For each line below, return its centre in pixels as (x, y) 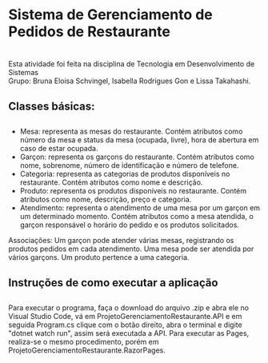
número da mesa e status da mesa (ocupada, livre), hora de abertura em (139, 140)
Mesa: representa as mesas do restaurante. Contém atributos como (131, 132)
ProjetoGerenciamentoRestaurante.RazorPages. (87, 350)
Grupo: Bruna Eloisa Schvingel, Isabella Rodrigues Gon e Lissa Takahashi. (130, 81)
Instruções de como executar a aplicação (113, 283)
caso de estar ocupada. (59, 149)
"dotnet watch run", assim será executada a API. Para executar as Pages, (129, 333)
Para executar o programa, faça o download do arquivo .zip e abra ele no (129, 307)
